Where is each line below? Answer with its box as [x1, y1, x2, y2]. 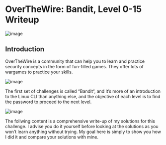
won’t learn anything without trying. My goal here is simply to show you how [5, 129, 162, 135]
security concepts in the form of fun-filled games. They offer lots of [5, 63, 144, 69]
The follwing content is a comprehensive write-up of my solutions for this [5, 118, 156, 124]
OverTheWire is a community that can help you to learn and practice [5, 58, 145, 64]
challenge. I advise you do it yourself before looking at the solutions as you [5, 123, 159, 129]
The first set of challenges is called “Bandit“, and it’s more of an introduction [5, 88, 161, 94]
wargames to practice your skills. [5, 69, 73, 75]
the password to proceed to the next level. [5, 99, 92, 105]
